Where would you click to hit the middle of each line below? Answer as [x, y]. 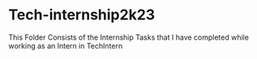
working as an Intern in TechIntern [66, 45]
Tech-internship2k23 [82, 15]
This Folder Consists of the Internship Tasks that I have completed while [129, 37]
